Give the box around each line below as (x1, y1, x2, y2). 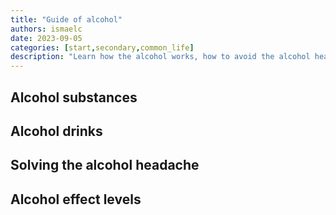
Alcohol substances (10, 89, 138, 106)
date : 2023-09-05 (10, 33, 83, 43)
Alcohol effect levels (10, 191, 142, 208)
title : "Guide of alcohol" (10, 14, 123, 25)
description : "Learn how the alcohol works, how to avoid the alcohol (10, 52, 311, 62)
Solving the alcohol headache (10, 157, 200, 174)
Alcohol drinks (10, 122, 103, 140)
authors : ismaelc (10, 24, 83, 34)
